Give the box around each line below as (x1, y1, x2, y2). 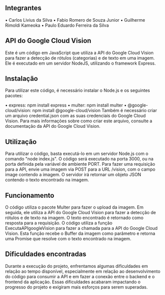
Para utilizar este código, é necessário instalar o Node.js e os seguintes (5, 87, 150, 93)
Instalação (5, 74, 38, 83)
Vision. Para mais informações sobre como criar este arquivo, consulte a (5, 118, 153, 124)
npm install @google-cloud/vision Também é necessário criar (32, 108, 157, 113)
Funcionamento (5, 191, 55, 199)
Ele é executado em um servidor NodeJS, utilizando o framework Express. (5, 60, 156, 66)
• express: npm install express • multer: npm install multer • (5, 102, 127, 108)
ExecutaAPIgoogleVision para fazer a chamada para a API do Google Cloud (5, 225, 158, 231)
